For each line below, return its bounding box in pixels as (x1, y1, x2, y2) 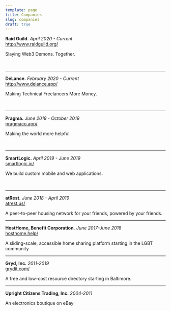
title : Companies (5, 12, 42, 17)
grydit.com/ (5, 266, 30, 272)
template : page (5, 7, 38, 13)
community (5, 246, 29, 252)
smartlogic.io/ (5, 161, 35, 167)
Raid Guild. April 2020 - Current (5, 36, 73, 42)
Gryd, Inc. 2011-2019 (5, 261, 49, 267)
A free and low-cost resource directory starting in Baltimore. (5, 276, 132, 282)
